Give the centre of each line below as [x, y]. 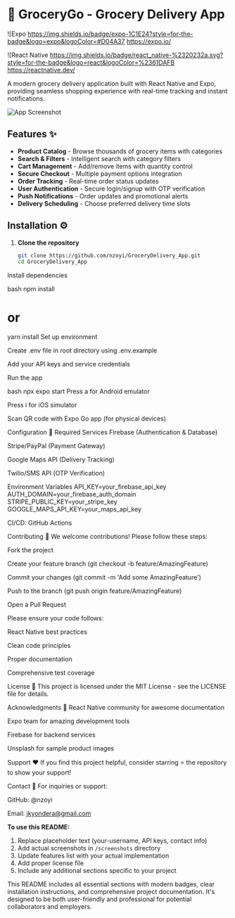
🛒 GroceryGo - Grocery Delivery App [116, 14]
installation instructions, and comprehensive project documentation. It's [111, 892]
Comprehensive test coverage [51, 673]
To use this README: [39, 827]
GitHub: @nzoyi [30, 800]
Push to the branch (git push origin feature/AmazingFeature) [95, 591]
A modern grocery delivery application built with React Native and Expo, [112, 83]
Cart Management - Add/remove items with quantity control [105, 166]
